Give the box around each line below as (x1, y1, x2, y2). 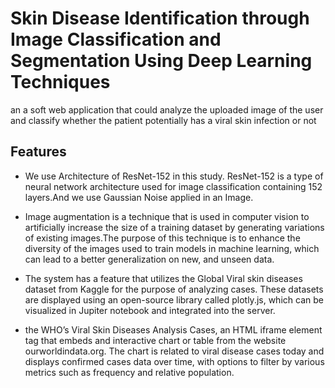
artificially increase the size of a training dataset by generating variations (24, 221, 325, 233)
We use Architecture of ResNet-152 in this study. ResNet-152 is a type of (24, 170, 324, 182)
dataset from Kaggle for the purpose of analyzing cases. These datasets (24, 283, 324, 295)
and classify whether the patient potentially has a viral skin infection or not (10, 114, 317, 126)
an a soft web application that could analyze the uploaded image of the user (10, 103, 324, 116)
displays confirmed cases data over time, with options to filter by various (24, 355, 325, 367)
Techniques (10, 71, 111, 94)
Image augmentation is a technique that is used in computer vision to (24, 210, 310, 222)
